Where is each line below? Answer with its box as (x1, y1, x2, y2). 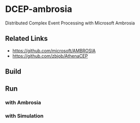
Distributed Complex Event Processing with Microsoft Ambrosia (5, 20, 135, 26)
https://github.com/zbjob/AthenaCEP (12, 53, 88, 59)
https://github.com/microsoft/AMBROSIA (12, 47, 96, 53)
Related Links (5, 34, 48, 43)
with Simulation (5, 113, 44, 120)
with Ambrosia (5, 99, 41, 106)
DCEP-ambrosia (5, 3, 72, 15)
